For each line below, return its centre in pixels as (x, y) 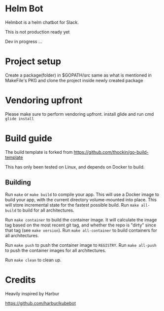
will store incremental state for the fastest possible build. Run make (72, 205)
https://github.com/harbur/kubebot (41, 303)
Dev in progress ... (24, 41)
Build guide (29, 138)
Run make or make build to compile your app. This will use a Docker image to (82, 194)
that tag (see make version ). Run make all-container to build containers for (81, 230)
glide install (20, 119)
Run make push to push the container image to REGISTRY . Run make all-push (81, 245)
